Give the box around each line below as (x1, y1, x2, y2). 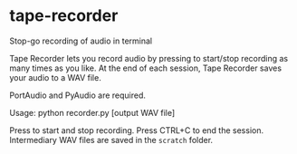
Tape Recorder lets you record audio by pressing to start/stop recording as (9, 53, 289, 63)
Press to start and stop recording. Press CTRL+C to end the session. (9, 124, 264, 136)
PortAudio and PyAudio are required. (9, 90, 147, 101)
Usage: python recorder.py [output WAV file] (9, 107, 176, 118)
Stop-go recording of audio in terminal (9, 35, 152, 46)
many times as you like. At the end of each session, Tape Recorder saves (9, 63, 283, 73)
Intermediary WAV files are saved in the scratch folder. (9, 134, 214, 145)
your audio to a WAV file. (9, 72, 101, 82)
